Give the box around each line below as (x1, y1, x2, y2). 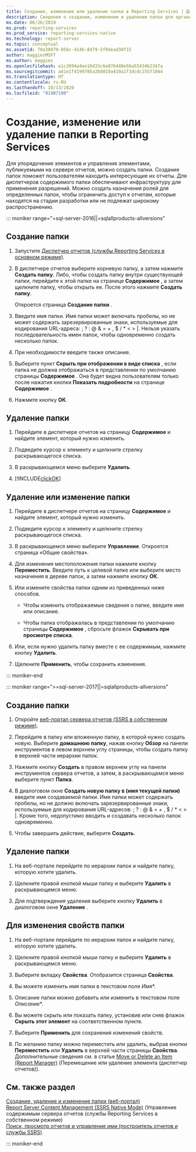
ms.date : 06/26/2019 (6, 19, 57, 25)
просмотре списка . (23, 632, 73, 639)
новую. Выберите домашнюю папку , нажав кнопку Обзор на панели (14, 739, 188, 747)
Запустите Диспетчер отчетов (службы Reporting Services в (14, 247, 165, 254)
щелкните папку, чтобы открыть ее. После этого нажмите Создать (14, 283, 183, 290)
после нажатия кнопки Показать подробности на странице (14, 378, 165, 385)
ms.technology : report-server (6, 36, 80, 42)
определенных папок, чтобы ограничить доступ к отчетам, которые (6, 191, 176, 198)
